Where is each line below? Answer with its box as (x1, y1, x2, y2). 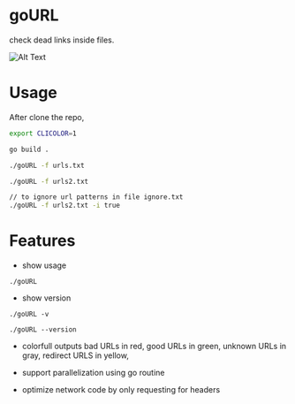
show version (21, 293, 72, 303)
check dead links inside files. (9, 34, 115, 45)
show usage (21, 260, 67, 271)
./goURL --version (9, 325, 77, 334)
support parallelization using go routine (21, 368, 165, 378)
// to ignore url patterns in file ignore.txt (9, 193, 184, 202)
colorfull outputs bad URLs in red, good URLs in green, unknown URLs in (21, 341, 287, 352)
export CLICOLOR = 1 (9, 129, 77, 138)
